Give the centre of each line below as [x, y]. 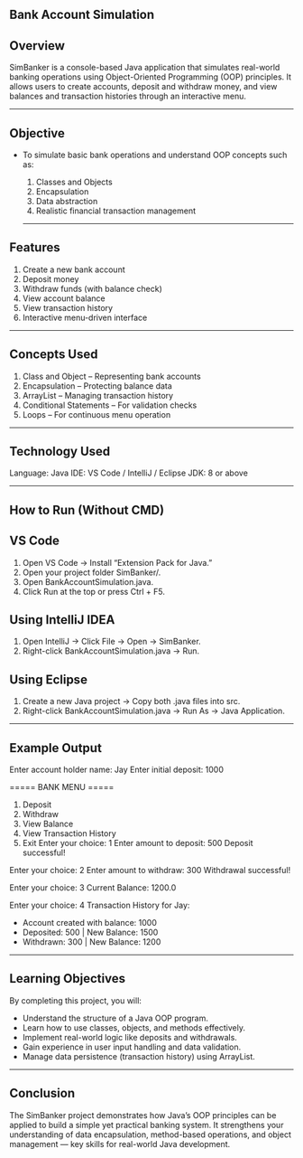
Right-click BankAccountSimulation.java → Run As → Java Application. [154, 711]
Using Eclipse [49, 679]
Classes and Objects [74, 182]
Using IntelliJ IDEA [62, 620]
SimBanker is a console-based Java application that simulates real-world [145, 68]
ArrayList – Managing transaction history [98, 395]
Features [35, 248]
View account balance [64, 298]
